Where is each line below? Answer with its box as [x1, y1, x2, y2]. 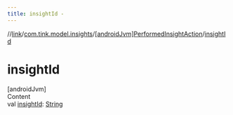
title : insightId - [7, 10, 65, 18]
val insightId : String [7, 100, 63, 108]
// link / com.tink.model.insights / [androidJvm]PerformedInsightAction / [7, 29, 205, 38]
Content [7, 92, 31, 100]
